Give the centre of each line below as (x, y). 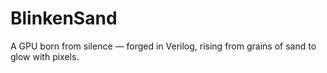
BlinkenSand (64, 18)
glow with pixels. (45, 56)
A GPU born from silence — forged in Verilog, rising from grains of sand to (163, 46)
